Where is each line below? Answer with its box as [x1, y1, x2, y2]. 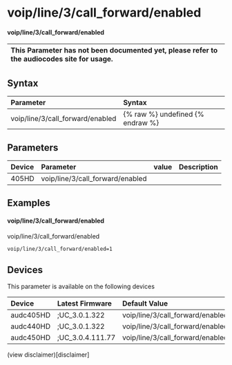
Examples [7, 197, 50, 209]
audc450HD [10, 333, 50, 343]
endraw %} [123, 118, 159, 128]
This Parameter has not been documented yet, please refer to [10, 46, 218, 55]
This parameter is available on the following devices [7, 282, 155, 291]
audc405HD [10, 310, 50, 320]
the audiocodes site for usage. [10, 54, 113, 64]
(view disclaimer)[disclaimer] [7, 350, 90, 359]
